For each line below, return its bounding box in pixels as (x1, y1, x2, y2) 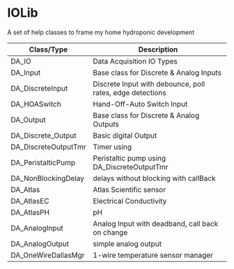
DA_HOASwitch (10, 99, 61, 109)
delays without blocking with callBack (93, 173, 216, 183)
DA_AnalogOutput (10, 239, 70, 249)
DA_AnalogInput (10, 223, 64, 233)
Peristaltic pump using (93, 153, 166, 163)
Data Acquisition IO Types (93, 56, 178, 66)
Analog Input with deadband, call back (93, 219, 219, 228)
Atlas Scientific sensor (93, 184, 166, 194)
